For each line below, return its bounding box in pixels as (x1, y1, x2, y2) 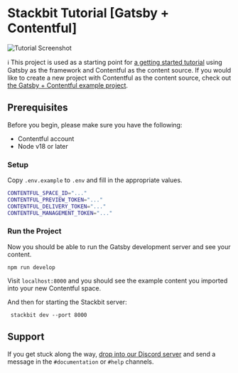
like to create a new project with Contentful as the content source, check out (7, 73, 232, 82)
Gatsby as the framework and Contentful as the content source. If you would (7, 65, 232, 74)
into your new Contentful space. (7, 283, 102, 293)
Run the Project (7, 226, 62, 236)
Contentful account (17, 134, 75, 143)
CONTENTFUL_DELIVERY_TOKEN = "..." (7, 203, 107, 210)
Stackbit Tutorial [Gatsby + (7, 5, 169, 21)
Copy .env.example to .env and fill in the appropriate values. (7, 176, 183, 184)
